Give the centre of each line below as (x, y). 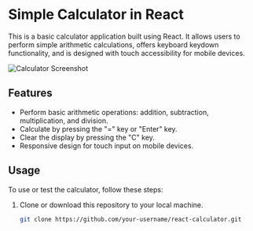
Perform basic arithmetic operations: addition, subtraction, (114, 112)
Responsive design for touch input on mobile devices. (106, 145)
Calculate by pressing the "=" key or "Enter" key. (99, 129)
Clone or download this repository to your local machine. (111, 205)
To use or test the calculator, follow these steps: (86, 189)
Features (30, 93)
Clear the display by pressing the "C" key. (87, 137)
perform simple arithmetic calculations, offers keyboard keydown (114, 44)
